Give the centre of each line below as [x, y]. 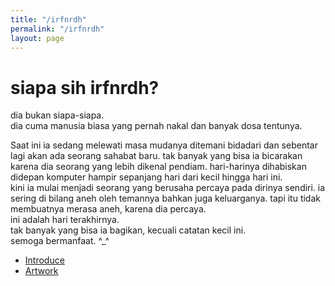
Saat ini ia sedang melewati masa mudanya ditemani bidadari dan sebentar [164, 145]
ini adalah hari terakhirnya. [65, 220]
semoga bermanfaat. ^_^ [60, 241]
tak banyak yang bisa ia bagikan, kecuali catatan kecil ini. [128, 230]
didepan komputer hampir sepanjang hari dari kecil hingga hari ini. [146, 177]
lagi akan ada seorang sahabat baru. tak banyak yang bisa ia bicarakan [156, 156]
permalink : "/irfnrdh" [57, 29]
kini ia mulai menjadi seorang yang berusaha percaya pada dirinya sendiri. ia [168, 188]
